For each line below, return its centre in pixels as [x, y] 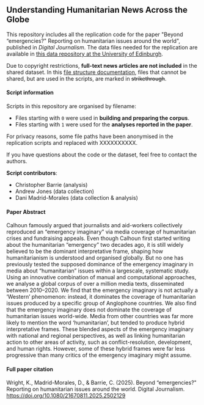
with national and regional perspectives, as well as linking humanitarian [96, 336]
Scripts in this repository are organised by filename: [71, 106]
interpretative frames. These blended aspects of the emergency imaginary [100, 329]
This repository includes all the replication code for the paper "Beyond [95, 34]
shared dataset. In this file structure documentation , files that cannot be [97, 72]
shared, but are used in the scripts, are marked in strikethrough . [86, 78]
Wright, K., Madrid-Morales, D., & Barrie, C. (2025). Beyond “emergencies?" [102, 383]
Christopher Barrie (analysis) [51, 185]
